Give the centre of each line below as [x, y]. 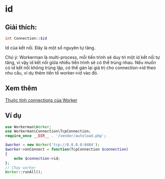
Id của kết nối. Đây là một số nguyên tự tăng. [50, 48]
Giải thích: [21, 27]
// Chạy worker [21, 168]
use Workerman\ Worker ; [28, 127]
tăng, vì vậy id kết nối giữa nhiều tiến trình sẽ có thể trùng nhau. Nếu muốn [81, 62]
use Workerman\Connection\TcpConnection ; [48, 131]
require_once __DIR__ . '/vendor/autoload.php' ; [56, 136]
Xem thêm [21, 89]
